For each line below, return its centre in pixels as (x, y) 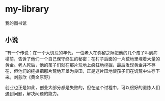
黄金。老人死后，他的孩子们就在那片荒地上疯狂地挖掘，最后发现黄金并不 (78, 65)
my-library (27, 9)
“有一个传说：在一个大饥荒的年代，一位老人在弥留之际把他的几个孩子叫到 (79, 53)
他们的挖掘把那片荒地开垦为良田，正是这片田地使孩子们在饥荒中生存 (87, 71)
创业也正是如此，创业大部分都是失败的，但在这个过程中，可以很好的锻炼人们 (82, 87)
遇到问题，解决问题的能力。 (33, 93)
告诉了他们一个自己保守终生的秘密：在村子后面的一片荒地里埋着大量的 (89, 59)
